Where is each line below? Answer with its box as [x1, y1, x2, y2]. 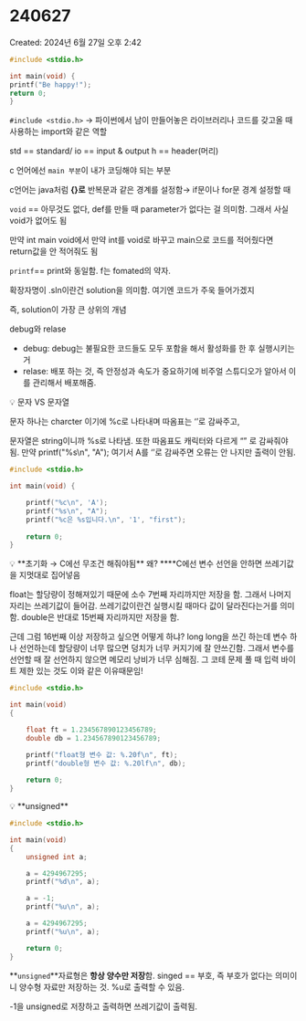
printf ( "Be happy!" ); [9, 79, 92, 89]
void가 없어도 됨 [9, 216, 68, 226]
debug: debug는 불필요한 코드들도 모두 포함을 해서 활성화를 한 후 [22, 343, 256, 354]
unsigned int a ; [26, 852, 89, 861]
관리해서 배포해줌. [32, 377, 97, 388]
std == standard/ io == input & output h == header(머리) [9, 145, 219, 156]
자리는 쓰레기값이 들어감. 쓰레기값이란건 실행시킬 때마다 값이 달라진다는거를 [9, 600, 279, 612]
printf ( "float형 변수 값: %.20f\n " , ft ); [26, 750, 178, 759]
